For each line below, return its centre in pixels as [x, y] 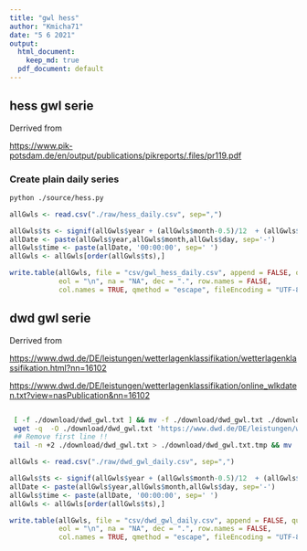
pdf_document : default [61, 69]
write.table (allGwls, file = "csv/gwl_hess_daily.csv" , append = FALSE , [151, 273]
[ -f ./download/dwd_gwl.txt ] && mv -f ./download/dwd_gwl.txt [138, 420]
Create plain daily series [64, 179]
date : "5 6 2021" [42, 35]
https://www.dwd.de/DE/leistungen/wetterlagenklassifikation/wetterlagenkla [153, 358]
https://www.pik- [41, 145]
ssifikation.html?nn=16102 [58, 367]
